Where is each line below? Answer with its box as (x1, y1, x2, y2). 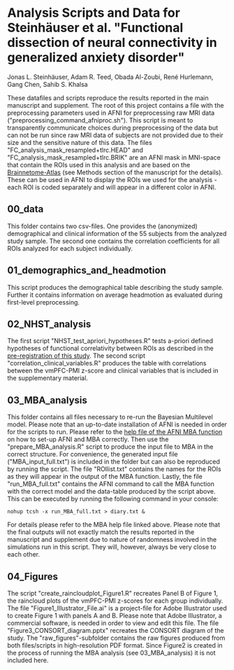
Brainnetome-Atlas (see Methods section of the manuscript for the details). (7, 168, 224, 176)
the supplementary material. (7, 374, 89, 382)
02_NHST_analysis (7, 318, 92, 330)
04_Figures (7, 571, 58, 582)
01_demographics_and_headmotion (7, 265, 166, 277)
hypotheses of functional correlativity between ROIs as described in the (7, 344, 214, 353)
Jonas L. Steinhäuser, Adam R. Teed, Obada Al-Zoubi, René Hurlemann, (7, 72, 214, 81)
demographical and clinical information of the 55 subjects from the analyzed (7, 229, 227, 237)
